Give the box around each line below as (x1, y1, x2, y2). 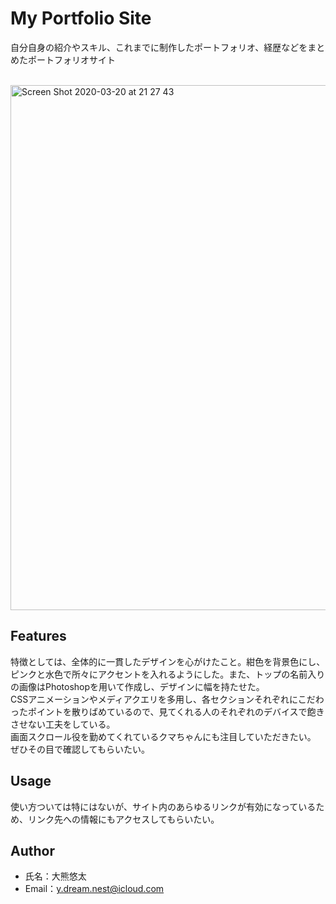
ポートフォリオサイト (27, 53, 116, 66)
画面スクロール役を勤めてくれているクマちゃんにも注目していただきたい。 (10, 730, 317, 742)
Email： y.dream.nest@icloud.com (24, 883, 165, 895)
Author (10, 842, 55, 859)
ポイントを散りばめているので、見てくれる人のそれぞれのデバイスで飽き (27, 705, 325, 717)
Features (10, 628, 67, 645)
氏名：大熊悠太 (24, 870, 87, 882)
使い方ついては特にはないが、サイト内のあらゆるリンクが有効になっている (10, 800, 317, 812)
